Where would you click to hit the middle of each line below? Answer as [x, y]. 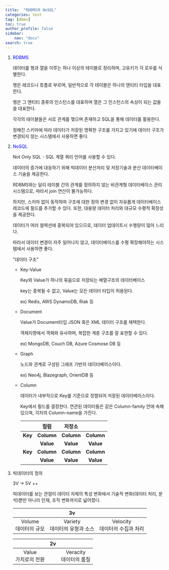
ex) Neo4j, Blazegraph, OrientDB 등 [57, 375]
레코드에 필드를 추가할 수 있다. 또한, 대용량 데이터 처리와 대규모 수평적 [81, 208]
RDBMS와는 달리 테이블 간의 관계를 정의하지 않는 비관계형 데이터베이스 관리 [87, 184]
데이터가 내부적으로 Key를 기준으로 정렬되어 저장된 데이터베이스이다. [88, 395]
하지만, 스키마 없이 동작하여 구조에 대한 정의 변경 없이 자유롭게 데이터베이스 [87, 202]
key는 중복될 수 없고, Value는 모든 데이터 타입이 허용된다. [77, 291]
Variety [72, 521]
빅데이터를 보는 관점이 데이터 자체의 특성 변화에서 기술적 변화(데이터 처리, [85, 493]
